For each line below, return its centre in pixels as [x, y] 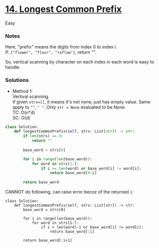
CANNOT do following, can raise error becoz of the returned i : [69, 192]
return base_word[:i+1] [48, 240]
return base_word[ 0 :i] [73, 173]
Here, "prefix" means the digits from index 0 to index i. [61, 47]
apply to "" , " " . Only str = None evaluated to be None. [69, 107]
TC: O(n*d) [24, 112]
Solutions [17, 80]
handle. [13, 67]
